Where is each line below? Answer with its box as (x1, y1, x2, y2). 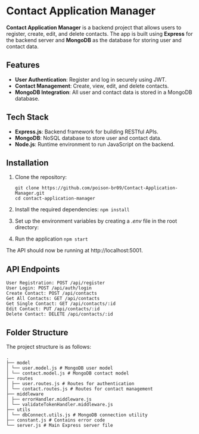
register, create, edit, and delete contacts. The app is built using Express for (6, 30, 193, 37)
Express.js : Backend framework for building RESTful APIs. (14, 128, 159, 135)
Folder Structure (6, 327, 69, 338)
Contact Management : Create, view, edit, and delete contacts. (14, 82, 169, 89)
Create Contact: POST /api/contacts (6, 291, 97, 296)
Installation (6, 158, 49, 168)
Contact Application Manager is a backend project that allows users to (6, 24, 182, 31)
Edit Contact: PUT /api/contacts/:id (6, 306, 100, 312)
